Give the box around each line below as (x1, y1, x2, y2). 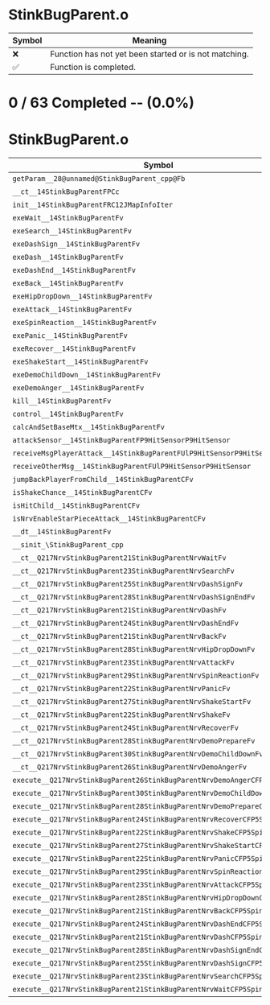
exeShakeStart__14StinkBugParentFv (12, 357, 149, 367)
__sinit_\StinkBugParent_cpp (12, 541, 124, 550)
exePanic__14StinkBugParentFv (12, 332, 129, 340)
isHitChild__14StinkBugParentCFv (12, 501, 141, 510)
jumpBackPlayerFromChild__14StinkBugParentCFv (12, 475, 194, 484)
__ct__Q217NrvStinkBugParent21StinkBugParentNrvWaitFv (12, 554, 227, 562)
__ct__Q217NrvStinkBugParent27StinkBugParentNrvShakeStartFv (12, 698, 252, 706)
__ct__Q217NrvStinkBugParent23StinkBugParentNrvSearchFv (12, 566, 235, 576)
